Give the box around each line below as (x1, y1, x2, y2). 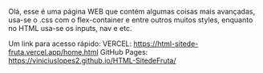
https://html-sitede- (133, 39, 199, 48)
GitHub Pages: (99, 48, 148, 56)
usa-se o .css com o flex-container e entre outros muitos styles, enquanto (8, 15, 253, 25)
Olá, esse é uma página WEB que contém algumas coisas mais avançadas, (8, 7, 255, 16)
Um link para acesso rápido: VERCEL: (8, 39, 132, 48)
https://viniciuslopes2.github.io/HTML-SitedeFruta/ (8, 56, 176, 65)
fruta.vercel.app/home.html (8, 48, 99, 56)
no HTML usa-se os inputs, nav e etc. (8, 24, 132, 33)
